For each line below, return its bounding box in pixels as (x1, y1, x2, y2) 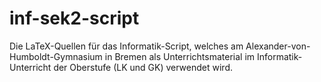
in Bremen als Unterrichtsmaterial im (104, 50, 256, 62)
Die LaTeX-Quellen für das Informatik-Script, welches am (9, 40, 244, 52)
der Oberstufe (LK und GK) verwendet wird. (53, 61, 233, 73)
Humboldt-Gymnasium (9, 50, 103, 62)
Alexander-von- (245, 40, 311, 52)
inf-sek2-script (9, 7, 140, 30)
